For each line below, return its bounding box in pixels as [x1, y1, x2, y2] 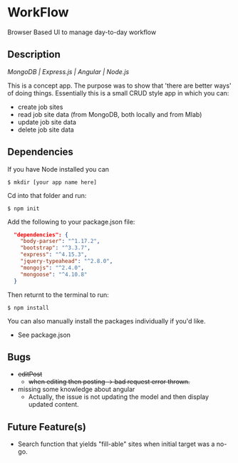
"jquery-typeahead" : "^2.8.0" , [20, 258, 113, 265]
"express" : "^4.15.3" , [20, 251, 88, 259]
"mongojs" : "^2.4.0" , [20, 264, 84, 271]
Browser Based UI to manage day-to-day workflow [7, 28, 157, 36]
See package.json [17, 331, 71, 339]
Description [7, 48, 61, 61]
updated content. [28, 400, 80, 409]
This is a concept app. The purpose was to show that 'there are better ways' [7, 81, 232, 90]
